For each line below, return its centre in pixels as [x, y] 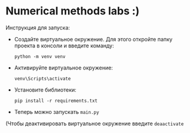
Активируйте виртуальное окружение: [63, 68]
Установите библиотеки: [45, 90]
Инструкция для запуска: [38, 28]
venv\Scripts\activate [42, 78]
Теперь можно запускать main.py [56, 111]
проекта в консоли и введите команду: [64, 46]
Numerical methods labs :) [73, 11]
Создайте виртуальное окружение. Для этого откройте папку [93, 39]
